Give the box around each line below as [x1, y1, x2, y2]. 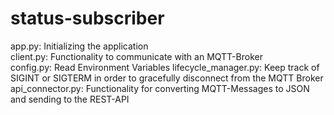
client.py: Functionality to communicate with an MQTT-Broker [10, 50, 263, 62]
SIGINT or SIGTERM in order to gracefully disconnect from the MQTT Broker [10, 72, 324, 84]
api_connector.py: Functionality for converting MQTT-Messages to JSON [10, 82, 310, 94]
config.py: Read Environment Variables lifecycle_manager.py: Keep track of [10, 61, 320, 73]
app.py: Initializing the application [10, 40, 149, 52]
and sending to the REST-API [10, 93, 130, 105]
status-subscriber [10, 7, 165, 30]
